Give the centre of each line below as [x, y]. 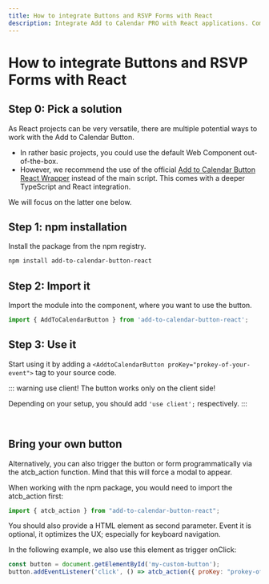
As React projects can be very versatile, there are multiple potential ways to [133, 128]
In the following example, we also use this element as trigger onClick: [122, 550]
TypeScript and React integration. [75, 186]
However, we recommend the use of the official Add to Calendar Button [138, 170]
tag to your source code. [76, 372]
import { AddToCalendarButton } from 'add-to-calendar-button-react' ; [128, 320]
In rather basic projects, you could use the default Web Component [131, 152]
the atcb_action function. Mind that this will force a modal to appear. [120, 472]
